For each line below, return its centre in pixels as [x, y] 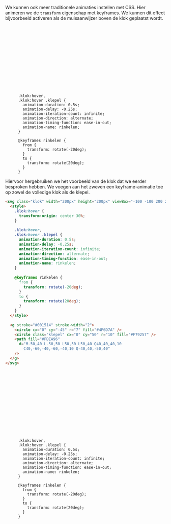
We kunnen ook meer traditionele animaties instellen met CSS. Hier [76, 7]
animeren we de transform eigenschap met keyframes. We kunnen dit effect [85, 13]
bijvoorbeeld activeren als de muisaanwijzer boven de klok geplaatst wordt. [84, 18]
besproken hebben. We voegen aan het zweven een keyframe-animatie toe [84, 187]
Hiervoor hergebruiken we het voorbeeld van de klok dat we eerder [76, 181]
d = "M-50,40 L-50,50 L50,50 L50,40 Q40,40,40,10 [70, 344]
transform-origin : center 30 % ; [52, 216]
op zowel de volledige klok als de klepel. [48, 192]
